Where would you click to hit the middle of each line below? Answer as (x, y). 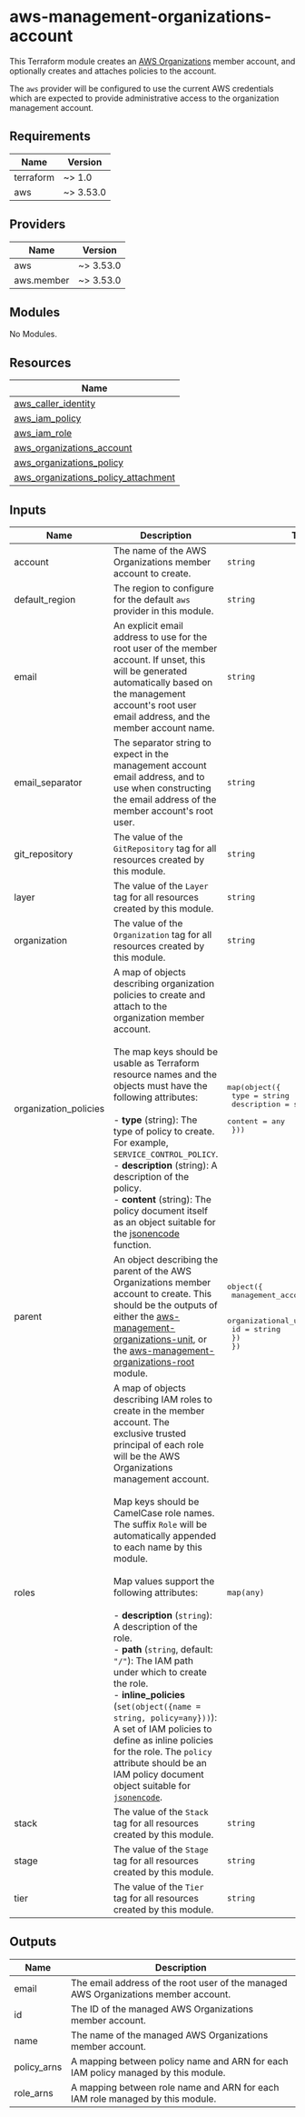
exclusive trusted (150, 1433)
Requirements (50, 137)
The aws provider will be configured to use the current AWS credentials (142, 88)
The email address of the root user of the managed (179, 1982)
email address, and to (159, 777)
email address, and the (162, 717)
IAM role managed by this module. (144, 2099)
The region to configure (164, 588)
